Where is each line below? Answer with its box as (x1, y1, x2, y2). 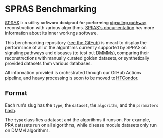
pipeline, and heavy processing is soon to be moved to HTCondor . (5, 75, 139, 81)
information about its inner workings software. (5, 30, 98, 36)
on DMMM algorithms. (5, 127, 50, 133)
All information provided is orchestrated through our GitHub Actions (5, 69, 141, 75)
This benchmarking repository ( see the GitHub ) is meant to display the (5, 39, 147, 45)
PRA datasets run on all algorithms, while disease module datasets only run (5, 122, 157, 128)
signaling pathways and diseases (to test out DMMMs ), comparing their (5, 50, 149, 56)
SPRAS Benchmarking (5, 3, 97, 15)
